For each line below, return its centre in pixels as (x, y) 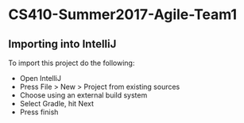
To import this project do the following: (72, 63)
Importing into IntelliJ (62, 44)
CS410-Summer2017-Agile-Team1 (122, 15)
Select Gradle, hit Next (56, 104)
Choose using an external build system (83, 95)
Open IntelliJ (41, 78)
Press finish (39, 112)
